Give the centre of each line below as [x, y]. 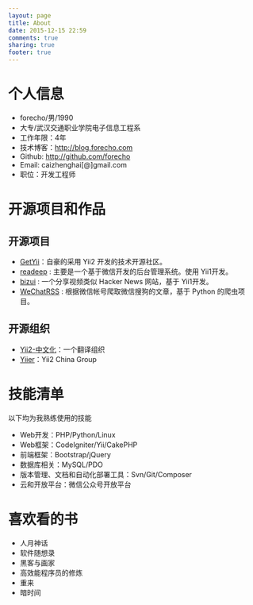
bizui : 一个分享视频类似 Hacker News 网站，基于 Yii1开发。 [116, 281]
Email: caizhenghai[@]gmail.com [73, 164]
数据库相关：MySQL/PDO [61, 464]
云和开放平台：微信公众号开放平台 [75, 484]
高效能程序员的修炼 [51, 572]
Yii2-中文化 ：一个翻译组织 [62, 349]
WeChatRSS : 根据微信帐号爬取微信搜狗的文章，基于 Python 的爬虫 [129, 291]
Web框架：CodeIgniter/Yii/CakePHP [79, 445]
